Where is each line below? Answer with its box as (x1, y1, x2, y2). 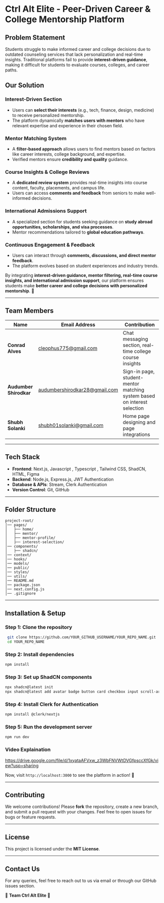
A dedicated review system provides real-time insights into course (12, 180, 147, 185)
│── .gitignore (5, 591, 36, 596)
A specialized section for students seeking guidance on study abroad (12, 219, 153, 225)
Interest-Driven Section (5, 96, 62, 103)
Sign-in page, (123, 368, 155, 375)
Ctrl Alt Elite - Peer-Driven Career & (5, 3, 151, 15)
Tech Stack (5, 453, 40, 461)
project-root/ (5, 518, 34, 523)
